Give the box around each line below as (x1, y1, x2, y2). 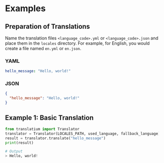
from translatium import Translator (5, 127, 80, 131)
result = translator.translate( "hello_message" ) (5, 136, 106, 141)
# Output (5, 149, 23, 154)
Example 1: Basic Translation (5, 114, 94, 122)
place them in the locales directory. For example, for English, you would (5, 40, 150, 46)
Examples (5, 3, 46, 14)
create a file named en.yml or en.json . (5, 46, 82, 51)
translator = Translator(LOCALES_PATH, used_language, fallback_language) (5, 131, 161, 136)
